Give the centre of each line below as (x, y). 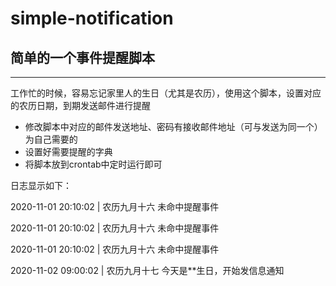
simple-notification (92, 18)
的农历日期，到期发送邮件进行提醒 (80, 105)
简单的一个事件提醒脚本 (82, 57)
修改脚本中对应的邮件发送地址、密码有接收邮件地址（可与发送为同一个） (173, 126)
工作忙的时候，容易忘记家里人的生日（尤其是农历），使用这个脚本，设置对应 (166, 93)
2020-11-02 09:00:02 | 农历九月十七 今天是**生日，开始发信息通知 (147, 270)
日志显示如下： (41, 185)
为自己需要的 (51, 139)
